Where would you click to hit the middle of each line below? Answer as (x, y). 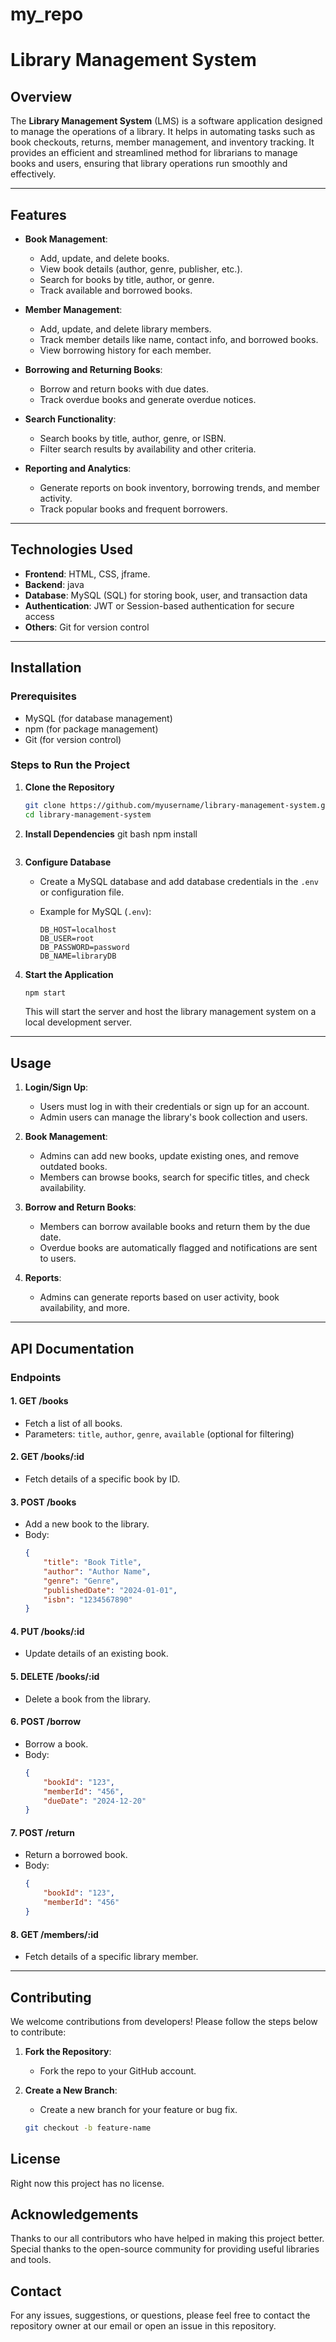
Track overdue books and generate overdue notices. (148, 399)
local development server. (78, 1022)
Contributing (51, 1997)
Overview (41, 96)
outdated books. (73, 1167)
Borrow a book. (56, 1744)
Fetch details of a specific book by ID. (102, 1479)
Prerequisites (43, 696)
